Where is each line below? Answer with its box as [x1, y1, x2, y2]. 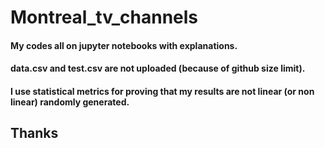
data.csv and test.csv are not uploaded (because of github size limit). [10, 62, 306, 75]
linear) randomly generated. [10, 96, 130, 108]
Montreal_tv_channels [10, 6, 199, 29]
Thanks [10, 125, 59, 142]
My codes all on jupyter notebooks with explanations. [10, 39, 238, 51]
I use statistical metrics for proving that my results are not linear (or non [10, 85, 315, 97]
